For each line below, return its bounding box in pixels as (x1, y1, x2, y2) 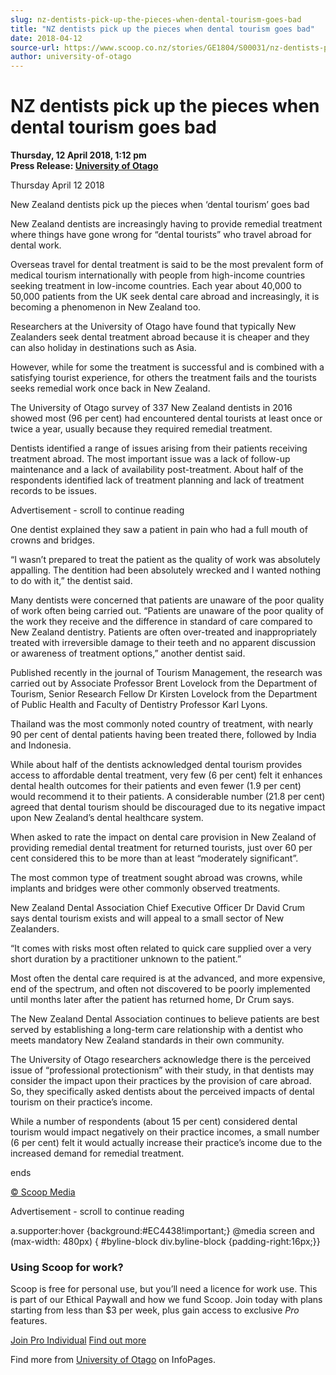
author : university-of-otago (10, 52, 132, 62)
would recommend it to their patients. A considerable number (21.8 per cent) (10, 791, 326, 803)
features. (10, 1315, 48, 1327)
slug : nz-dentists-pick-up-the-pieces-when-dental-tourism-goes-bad (10, 14, 302, 25)
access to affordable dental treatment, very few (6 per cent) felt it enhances (10, 769, 323, 781)
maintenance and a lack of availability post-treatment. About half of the (10, 464, 304, 476)
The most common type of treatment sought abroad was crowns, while (10, 872, 303, 884)
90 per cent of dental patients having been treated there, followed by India (10, 729, 317, 741)
